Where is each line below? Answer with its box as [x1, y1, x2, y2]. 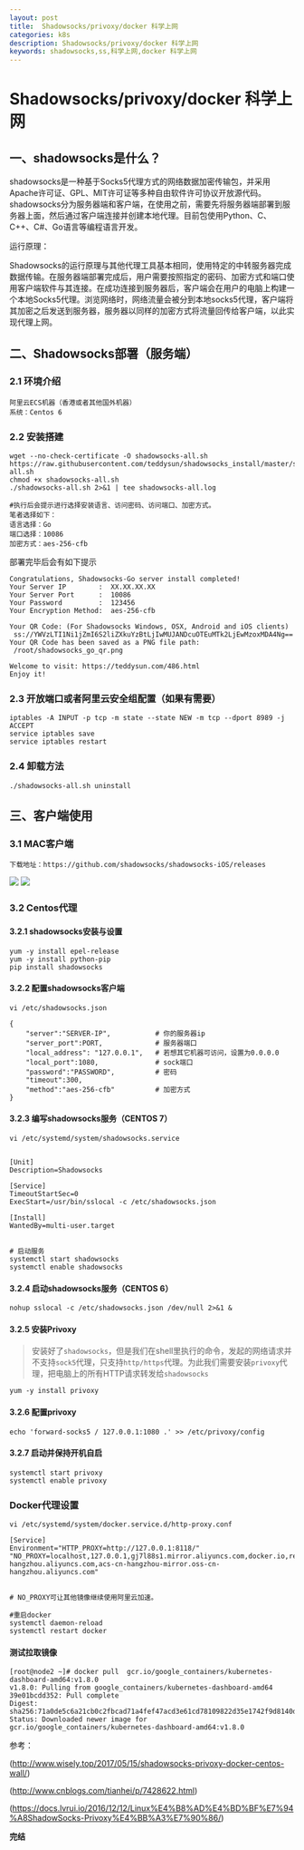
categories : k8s [9, 30, 71, 39]
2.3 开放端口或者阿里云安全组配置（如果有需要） [9, 693, 222, 706]
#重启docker [9, 1611, 52, 1620]
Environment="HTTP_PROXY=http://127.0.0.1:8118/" [9, 1543, 201, 1553]
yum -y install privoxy [9, 1387, 100, 1396]
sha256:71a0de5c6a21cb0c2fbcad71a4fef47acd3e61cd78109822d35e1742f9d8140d [9, 1707, 298, 1717]
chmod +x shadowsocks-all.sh [9, 475, 119, 485]
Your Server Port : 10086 [9, 590, 131, 599]
